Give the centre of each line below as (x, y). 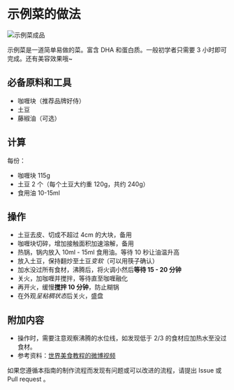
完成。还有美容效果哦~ (40, 58)
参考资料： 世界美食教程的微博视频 (66, 356)
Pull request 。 (29, 379)
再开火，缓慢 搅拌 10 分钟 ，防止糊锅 (68, 287)
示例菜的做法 (44, 14)
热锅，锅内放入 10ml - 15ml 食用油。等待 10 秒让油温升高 (98, 253)
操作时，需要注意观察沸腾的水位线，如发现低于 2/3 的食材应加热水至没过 (122, 338)
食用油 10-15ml (39, 193)
